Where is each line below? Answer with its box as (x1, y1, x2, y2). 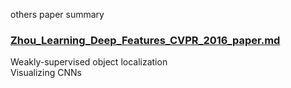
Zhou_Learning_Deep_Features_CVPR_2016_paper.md (10, 33, 281, 47)
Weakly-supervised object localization (10, 56, 168, 68)
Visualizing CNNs (10, 67, 82, 79)
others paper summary (10, 9, 105, 20)
